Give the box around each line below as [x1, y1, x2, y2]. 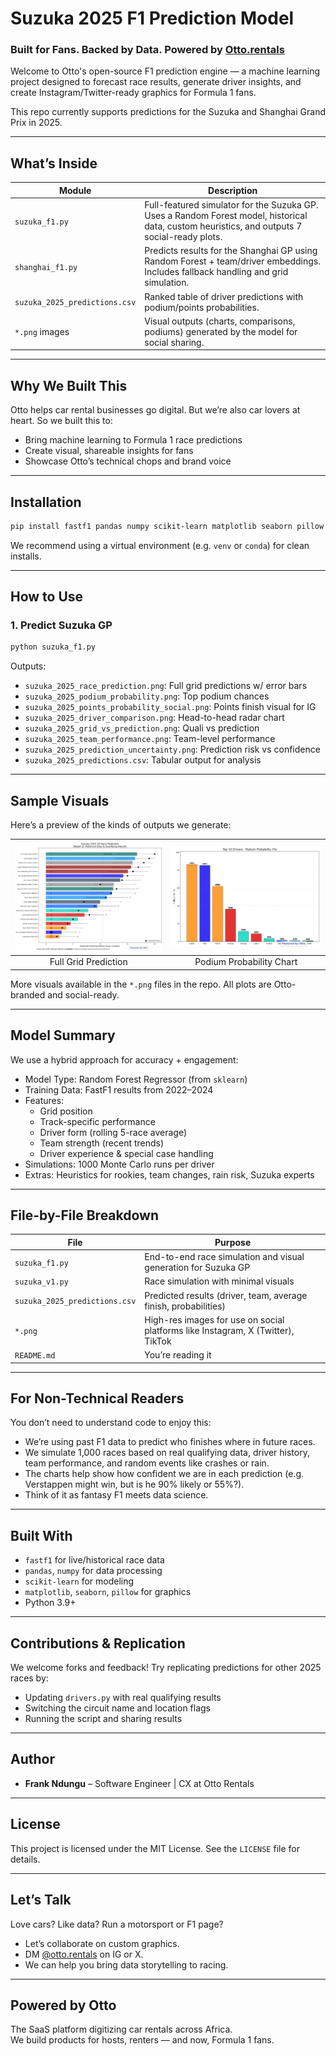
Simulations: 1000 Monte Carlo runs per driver [24, 1158, 215, 1170]
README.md [14, 1351, 56, 1361]
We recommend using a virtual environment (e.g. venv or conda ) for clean [10, 539, 310, 551]
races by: [10, 1672, 49, 1684]
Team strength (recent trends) [39, 1137, 165, 1149]
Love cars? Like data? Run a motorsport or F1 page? [10, 1918, 224, 1930]
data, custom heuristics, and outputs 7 [144, 220, 303, 232]
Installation [10, 493, 82, 511]
